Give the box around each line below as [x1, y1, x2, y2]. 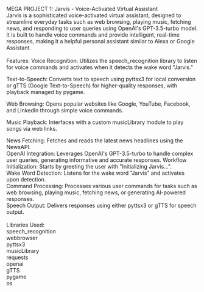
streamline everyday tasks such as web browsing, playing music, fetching [6, 18, 191, 25]
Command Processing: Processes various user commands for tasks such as [6, 183, 197, 189]
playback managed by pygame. [6, 89, 85, 95]
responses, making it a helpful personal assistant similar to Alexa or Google [6, 38, 195, 45]
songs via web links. [6, 125, 58, 132]
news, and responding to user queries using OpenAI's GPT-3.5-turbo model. [6, 24, 198, 32]
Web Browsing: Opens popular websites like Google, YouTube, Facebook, [6, 100, 191, 108]
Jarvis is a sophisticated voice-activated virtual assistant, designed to [6, 12, 181, 19]
